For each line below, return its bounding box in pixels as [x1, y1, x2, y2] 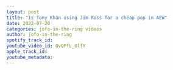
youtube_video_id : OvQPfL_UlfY [6, 43, 86, 49]
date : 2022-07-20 [6, 20, 51, 26]
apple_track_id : [6, 49, 48, 55]
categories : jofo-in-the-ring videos [6, 26, 102, 32]
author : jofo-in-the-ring [6, 32, 72, 38]
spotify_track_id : [6, 37, 53, 43]
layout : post [6, 9, 40, 15]
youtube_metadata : [6, 54, 53, 60]
